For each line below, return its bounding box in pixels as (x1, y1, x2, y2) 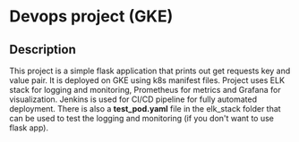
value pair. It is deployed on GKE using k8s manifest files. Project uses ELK (9, 75, 285, 86)
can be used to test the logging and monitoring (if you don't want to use (9, 113, 275, 123)
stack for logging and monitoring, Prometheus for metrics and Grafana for (9, 85, 281, 95)
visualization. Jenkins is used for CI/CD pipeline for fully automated (9, 94, 258, 104)
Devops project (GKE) (9, 6, 174, 27)
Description (9, 42, 76, 57)
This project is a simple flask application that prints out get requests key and (9, 65, 291, 76)
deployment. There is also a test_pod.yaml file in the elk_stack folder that (9, 104, 281, 113)
